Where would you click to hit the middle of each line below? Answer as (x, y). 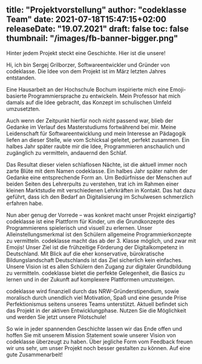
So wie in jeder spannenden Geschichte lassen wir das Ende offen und (94, 329)
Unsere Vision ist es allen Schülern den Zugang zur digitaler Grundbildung (99, 266)
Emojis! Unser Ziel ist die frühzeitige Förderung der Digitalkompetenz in (95, 247)
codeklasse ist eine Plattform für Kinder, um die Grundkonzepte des (91, 221)
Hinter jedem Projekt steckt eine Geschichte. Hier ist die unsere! (86, 53)
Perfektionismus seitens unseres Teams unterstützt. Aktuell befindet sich (97, 304)
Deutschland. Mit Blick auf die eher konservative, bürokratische (85, 254)
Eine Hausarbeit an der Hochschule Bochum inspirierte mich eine (87, 89)
